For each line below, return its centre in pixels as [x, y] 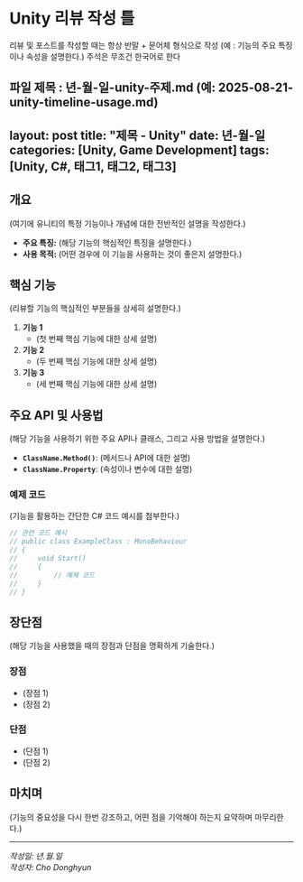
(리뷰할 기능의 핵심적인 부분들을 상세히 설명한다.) [96, 309]
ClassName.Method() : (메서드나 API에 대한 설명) [106, 458]
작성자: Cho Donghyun [50, 867]
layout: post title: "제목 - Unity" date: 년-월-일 [138, 135]
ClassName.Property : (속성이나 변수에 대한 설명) [107, 469]
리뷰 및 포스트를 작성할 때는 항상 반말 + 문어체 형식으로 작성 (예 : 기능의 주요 [143, 45]
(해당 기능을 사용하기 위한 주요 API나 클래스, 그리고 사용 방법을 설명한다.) [138, 439]
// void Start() [48, 559]
